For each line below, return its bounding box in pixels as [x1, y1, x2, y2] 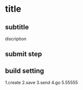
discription [5, 36, 27, 42]
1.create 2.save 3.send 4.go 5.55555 [5, 80, 78, 86]
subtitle [5, 23, 29, 31]
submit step [5, 50, 42, 58]
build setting [5, 67, 44, 75]
